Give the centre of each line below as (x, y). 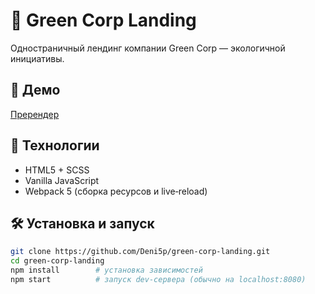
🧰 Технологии (55, 145)
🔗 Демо (35, 90)
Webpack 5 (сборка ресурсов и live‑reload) (116, 191)
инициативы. (37, 58)
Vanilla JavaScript (62, 180)
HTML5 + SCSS (57, 170)
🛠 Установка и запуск (82, 223)
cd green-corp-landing (57, 261)
